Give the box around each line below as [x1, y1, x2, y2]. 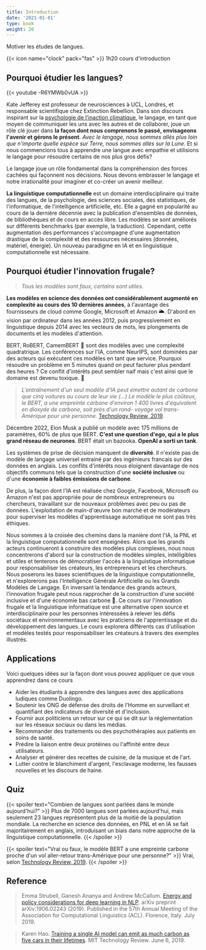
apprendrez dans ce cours [6, 676, 74, 684]
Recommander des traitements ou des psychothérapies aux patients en [15, 727, 196, 735]
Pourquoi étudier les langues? [6, 72, 123, 83]
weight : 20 [6, 26, 34, 33]
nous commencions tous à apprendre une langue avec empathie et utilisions [6, 147, 199, 154]
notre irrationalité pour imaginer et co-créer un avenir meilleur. [6, 178, 164, 185]
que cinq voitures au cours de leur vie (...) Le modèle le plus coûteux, [21, 392, 197, 400]
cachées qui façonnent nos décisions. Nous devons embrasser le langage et [6, 171, 200, 179]
